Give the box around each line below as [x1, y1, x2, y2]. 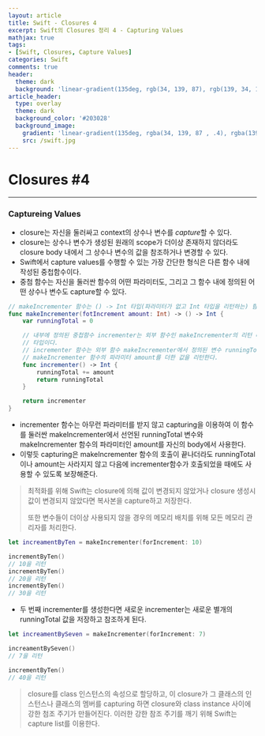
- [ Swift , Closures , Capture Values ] [8, 48, 132, 56]
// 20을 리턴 [8, 575, 46, 583]
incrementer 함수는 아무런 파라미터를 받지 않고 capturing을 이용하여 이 [19, 420, 240, 429]
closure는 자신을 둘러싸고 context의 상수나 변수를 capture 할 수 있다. [19, 227, 233, 237]
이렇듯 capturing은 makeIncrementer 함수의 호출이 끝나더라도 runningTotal [19, 450, 256, 459]
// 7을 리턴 [8, 651, 43, 660]
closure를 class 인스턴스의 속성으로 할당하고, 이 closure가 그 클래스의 [27, 689, 244, 698]
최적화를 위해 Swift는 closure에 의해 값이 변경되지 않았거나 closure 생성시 [27, 486, 256, 496]
